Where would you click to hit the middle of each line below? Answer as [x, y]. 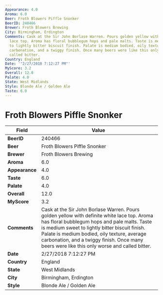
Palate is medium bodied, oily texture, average [94, 234]
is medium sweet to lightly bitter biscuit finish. [93, 228]
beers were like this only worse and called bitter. [96, 246]
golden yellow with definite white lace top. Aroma [97, 216]
